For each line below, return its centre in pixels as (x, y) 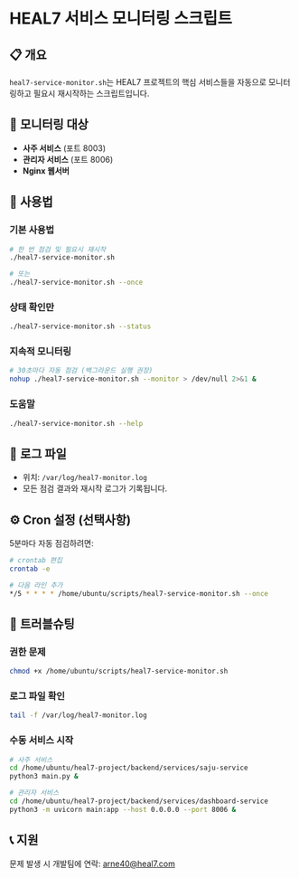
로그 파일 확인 (37, 696)
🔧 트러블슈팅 (42, 623)
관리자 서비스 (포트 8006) (68, 159)
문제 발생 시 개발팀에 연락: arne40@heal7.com (93, 864)
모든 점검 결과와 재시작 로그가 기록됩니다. (95, 488)
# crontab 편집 (36, 561)
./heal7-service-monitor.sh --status (80, 326)
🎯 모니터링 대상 (49, 124)
